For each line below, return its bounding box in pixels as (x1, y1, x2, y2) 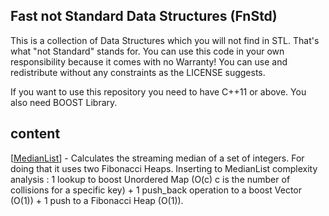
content (10, 125, 61, 143)
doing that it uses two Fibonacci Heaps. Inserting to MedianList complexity (10, 162, 318, 174)
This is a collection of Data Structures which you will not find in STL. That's (10, 34, 320, 46)
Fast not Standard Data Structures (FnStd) (10, 8, 278, 25)
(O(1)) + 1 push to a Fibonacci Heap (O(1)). (10, 194, 184, 206)
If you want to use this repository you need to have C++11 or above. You (10, 85, 307, 98)
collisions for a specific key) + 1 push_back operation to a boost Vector (10, 184, 302, 196)
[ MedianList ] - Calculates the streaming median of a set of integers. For (10, 152, 305, 164)
